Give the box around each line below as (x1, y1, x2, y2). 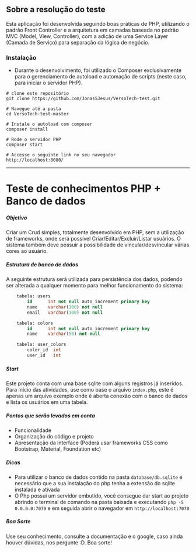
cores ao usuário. (6, 248, 48, 255)
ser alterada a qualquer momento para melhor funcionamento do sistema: (6, 282, 183, 289)
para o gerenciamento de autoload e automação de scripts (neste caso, (14, 73, 187, 80)
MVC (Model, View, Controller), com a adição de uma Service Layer (6, 32, 168, 40)
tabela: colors (16, 320, 54, 326)
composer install (6, 126, 48, 132)
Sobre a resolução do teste (6, 5, 106, 15)
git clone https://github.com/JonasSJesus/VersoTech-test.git (6, 96, 160, 102)
